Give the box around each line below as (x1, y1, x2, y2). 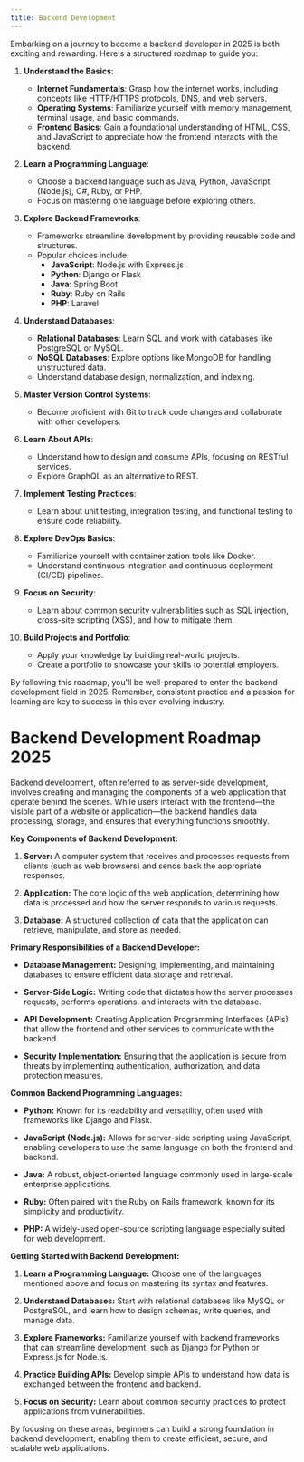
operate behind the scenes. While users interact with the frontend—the (10, 796, 275, 807)
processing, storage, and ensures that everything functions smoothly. (10, 815, 270, 826)
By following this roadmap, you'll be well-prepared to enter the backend (10, 676, 279, 687)
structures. (36, 239, 78, 250)
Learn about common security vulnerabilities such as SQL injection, (36, 605, 289, 615)
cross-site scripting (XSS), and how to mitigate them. (36, 614, 234, 625)
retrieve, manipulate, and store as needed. (23, 924, 182, 934)
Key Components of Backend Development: (10, 833, 179, 844)
